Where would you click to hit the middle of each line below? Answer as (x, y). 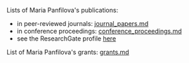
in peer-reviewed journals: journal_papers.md (83, 23)
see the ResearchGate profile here (66, 38)
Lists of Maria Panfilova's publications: (63, 10)
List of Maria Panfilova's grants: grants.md (68, 52)
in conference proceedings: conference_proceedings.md (99, 31)
